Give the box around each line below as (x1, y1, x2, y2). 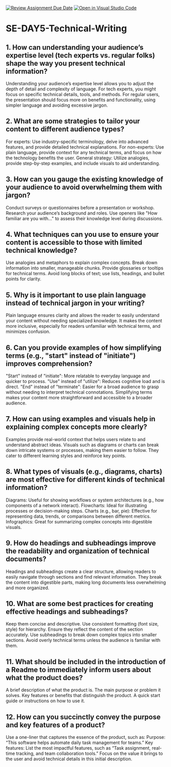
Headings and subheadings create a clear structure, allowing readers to (6, 568, 156, 574)
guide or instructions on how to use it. (6, 698, 85, 704)
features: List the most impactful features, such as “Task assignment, (6, 745, 151, 751)
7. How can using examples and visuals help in (6, 415, 156, 423)
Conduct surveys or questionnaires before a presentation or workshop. (6, 204, 155, 210)
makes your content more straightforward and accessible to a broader (6, 395, 153, 401)
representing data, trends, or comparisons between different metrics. (6, 513, 151, 519)
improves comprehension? (6, 359, 93, 368)
